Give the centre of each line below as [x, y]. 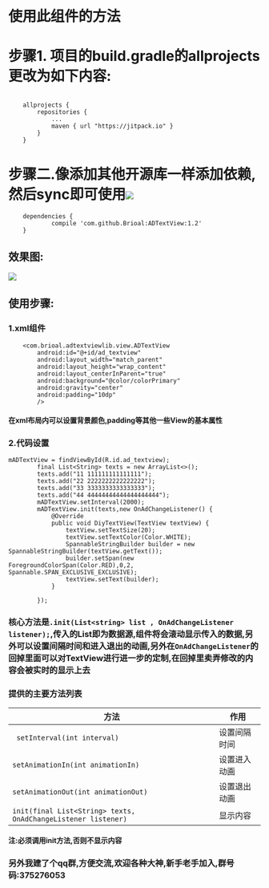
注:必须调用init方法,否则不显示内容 [65, 841]
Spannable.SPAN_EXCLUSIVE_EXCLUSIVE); [73, 573]
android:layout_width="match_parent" [100, 359]
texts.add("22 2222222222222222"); [96, 481]
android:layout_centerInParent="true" [102, 374]
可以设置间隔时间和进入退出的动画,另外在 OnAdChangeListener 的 [137, 647]
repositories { [62, 112]
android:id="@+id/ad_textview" [89, 353]
